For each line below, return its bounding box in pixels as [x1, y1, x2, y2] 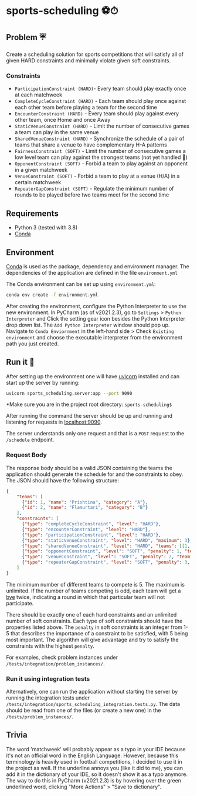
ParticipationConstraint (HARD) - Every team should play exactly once [14, 85, 186, 92]
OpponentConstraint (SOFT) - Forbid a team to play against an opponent [14, 160, 188, 167]
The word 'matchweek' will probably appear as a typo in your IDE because [6, 745, 186, 752]
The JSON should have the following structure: [6, 477, 119, 484]
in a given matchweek [14, 166, 68, 174]
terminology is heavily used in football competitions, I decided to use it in [6, 758, 182, 765]
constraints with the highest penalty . [6, 642, 95, 650]
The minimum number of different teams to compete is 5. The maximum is [6, 581, 185, 588]
